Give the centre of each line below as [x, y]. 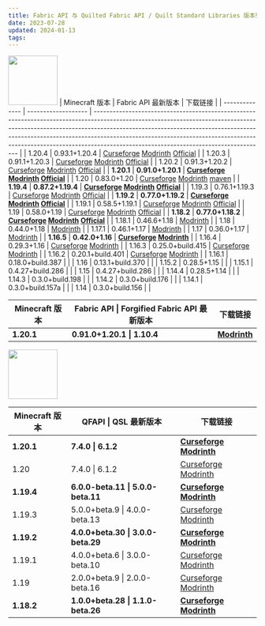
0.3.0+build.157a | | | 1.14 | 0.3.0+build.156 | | [80, 288]
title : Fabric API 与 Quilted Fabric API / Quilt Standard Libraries [124, 15]
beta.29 [86, 542]
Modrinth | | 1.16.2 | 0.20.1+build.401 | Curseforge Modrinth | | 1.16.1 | [118, 255]
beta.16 [85, 588]
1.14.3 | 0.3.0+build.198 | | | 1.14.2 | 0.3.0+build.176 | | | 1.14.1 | [106, 279]
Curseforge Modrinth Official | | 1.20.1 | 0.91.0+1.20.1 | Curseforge [117, 170]
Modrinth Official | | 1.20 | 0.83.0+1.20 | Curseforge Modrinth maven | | [124, 179]
